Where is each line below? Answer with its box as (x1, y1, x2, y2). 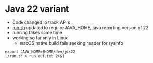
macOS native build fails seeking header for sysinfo (19, 40, 124, 46)
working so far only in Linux (12, 35, 68, 41)
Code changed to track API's (12, 19, 70, 25)
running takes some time (12, 30, 62, 35)
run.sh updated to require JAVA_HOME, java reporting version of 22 (12, 24, 149, 30)
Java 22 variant (5, 3, 69, 15)
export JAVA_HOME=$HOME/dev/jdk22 (5, 49, 76, 54)
